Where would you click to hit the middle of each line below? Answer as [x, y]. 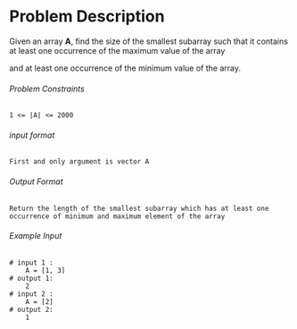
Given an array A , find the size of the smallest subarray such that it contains [148, 41]
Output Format [37, 181]
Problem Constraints [47, 89]
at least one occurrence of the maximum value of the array [117, 50]
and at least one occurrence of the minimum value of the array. [125, 68]
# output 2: [31, 309]
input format [32, 135]
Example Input [36, 236]
